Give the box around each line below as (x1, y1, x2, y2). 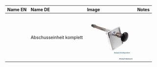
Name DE (30, 6, 50, 12)
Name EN (7, 6, 27, 12)
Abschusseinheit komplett (30, 34, 83, 40)
